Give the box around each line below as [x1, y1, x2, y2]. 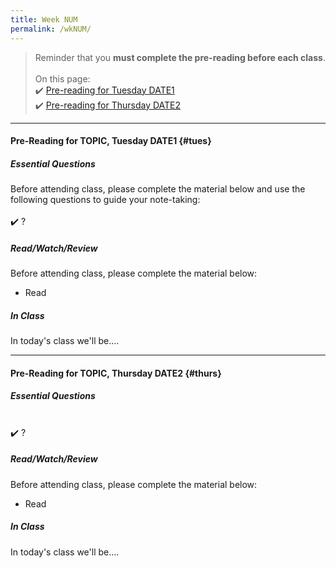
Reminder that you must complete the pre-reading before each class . [34, 51, 326, 63]
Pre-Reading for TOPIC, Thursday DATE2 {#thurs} [10, 367, 222, 379]
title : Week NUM [10, 14, 78, 25]
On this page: [34, 72, 91, 85]
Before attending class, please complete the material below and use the [10, 183, 306, 195]
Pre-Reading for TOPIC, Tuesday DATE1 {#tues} [10, 135, 212, 147]
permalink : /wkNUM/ [10, 24, 92, 34]
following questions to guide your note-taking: [10, 194, 201, 206]
